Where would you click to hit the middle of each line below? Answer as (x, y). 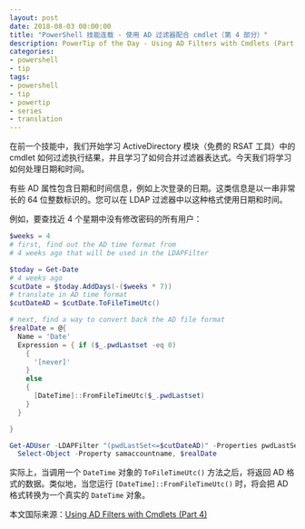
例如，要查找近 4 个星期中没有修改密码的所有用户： (106, 219)
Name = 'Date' (44, 336)
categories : (32, 52)
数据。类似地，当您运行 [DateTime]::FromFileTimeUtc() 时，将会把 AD (157, 484)
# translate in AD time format (69, 295)
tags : (20, 77)
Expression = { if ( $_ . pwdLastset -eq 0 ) (97, 345)
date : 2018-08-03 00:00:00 (60, 26)
